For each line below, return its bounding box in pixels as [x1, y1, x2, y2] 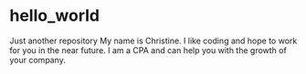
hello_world [9, 5, 100, 26]
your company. [9, 54, 67, 65]
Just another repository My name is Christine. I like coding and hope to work [9, 35, 298, 46]
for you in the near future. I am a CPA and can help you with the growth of [9, 44, 288, 55]
